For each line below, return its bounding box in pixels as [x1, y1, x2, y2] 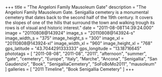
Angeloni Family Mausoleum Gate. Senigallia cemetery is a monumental [5, 9, 149, 15]
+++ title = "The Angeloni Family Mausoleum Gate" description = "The [5, 4, 146, 10]
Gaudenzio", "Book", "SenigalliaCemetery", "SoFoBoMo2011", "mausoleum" [5, 61, 157, 67]
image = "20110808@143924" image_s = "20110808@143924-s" [5, 30, 135, 36]
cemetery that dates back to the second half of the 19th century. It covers [5, 15, 153, 20]
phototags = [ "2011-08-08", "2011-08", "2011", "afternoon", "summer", [5, 51, 147, 57]
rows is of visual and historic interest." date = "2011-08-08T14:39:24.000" [5, 25, 154, 31]
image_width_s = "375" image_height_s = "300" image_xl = [5, 35, 124, 41]
